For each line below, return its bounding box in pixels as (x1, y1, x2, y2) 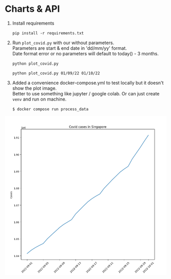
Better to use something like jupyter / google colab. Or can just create (12, 90, 160, 96)
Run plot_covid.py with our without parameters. (12, 39, 115, 46)
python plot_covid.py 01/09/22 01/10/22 (12, 70, 100, 76)
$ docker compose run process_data (12, 106, 89, 112)
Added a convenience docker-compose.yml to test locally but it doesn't (12, 79, 164, 86)
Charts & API (5, 3, 60, 15)
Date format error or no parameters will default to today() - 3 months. (12, 50, 159, 56)
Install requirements (12, 20, 54, 26)
